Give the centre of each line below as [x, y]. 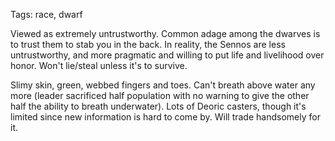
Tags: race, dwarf [46, 14]
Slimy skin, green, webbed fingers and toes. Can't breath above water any [163, 85]
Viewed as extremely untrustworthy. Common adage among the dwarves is [165, 33]
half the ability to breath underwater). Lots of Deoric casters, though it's [158, 106]
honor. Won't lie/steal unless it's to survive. [99, 65]
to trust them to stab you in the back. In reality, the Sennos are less [148, 44]
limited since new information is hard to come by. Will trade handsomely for [165, 117]
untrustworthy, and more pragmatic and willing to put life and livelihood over [167, 55]
